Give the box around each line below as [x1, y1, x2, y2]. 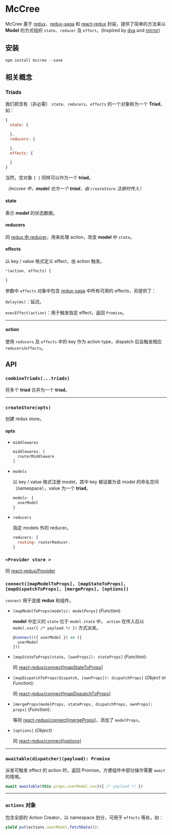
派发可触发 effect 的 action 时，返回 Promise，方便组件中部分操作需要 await [5, 767, 165, 773]
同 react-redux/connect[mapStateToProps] [12, 664, 103, 670]
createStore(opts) [5, 404, 51, 411]
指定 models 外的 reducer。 [12, 525, 72, 531]
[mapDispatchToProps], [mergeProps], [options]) [5, 586, 129, 592]
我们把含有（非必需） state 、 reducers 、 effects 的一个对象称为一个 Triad [5, 101, 161, 107]
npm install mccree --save [5, 58, 63, 63]
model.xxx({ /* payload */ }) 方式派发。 [12, 625, 101, 631]
